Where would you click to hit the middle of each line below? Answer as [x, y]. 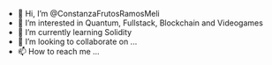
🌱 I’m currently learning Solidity [75, 32]
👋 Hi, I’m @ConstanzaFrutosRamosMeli [89, 14]
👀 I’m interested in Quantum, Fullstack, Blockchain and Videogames [140, 23]
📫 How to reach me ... [58, 51]
